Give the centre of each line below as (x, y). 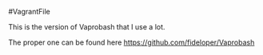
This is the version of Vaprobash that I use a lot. (87, 27)
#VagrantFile (29, 12)
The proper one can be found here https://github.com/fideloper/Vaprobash (131, 42)
